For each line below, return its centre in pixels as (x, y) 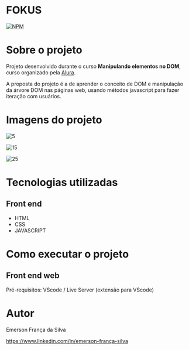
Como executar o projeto (68, 254)
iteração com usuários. (34, 96)
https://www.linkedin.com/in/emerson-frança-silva (67, 341)
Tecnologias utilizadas (62, 183)
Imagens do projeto (54, 120)
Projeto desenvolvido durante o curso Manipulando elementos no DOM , (94, 66)
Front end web (33, 276)
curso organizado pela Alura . (41, 72)
